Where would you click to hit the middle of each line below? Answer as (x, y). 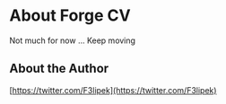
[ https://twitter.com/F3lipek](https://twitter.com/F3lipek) (113, 90)
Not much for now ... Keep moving (73, 40)
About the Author (59, 69)
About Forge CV (70, 16)
